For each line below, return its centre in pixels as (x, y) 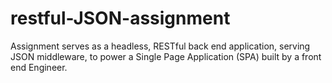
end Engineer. (39, 67)
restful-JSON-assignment (120, 18)
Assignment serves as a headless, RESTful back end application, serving (160, 46)
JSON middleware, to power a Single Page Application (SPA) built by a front (166, 56)
